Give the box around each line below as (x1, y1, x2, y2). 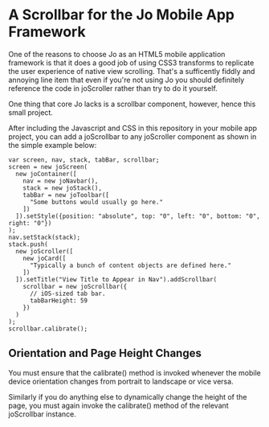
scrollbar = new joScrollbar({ (22, 282, 128, 290)
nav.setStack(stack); (8, 233, 81, 241)
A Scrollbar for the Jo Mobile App (8, 6, 235, 24)
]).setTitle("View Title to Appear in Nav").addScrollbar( (15, 275, 218, 283)
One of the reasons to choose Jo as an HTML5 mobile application (8, 49, 226, 59)
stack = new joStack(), (22, 183, 103, 192)
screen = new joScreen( (8, 162, 88, 170)
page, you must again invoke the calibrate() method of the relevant (8, 400, 229, 410)
